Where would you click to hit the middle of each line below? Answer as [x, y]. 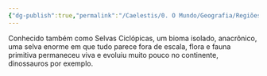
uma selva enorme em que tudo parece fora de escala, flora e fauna [120, 46]
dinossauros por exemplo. [51, 63]
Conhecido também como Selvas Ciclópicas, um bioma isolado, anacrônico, [133, 38]
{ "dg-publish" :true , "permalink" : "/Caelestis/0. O [92, 15]
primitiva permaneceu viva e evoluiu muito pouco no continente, [113, 55]
